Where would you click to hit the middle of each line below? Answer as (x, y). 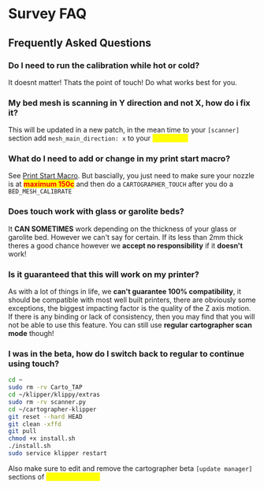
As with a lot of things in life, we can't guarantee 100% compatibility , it (125, 292)
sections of (26, 476)
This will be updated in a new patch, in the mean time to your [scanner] (124, 130)
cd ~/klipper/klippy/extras (54, 395)
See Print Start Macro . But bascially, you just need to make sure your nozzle (131, 176)
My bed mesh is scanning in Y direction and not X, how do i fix (129, 103)
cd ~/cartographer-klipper (52, 409)
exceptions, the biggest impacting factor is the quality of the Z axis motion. (130, 308)
